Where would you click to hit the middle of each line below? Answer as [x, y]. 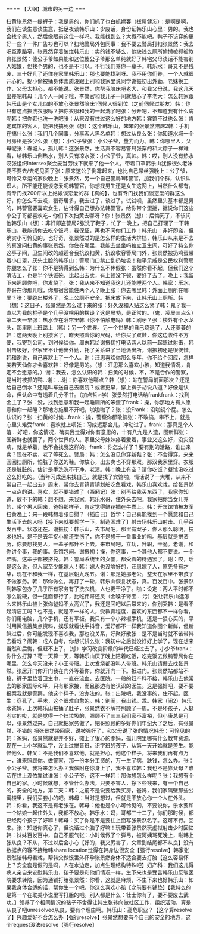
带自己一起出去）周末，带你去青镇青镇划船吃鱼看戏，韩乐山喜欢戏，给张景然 [100, 484]
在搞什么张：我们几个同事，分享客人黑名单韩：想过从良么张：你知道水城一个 [100, 133]
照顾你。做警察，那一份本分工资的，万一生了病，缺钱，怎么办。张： [110, 761]
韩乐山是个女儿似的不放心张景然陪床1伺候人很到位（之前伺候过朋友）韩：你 [99, 104]
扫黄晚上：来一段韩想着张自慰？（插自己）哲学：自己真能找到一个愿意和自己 [100, 514]
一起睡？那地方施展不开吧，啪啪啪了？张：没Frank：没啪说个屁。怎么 [107, 410]
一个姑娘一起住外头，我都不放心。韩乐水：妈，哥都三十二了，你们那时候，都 [100, 813]
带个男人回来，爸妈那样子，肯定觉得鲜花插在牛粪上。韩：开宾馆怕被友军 [105, 507]
